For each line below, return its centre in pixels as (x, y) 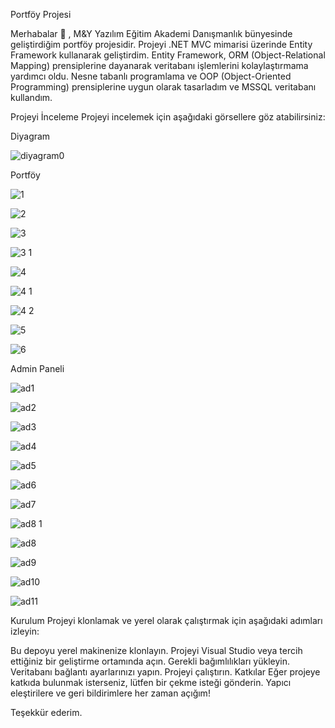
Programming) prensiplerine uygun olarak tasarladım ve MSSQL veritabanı (163, 87)
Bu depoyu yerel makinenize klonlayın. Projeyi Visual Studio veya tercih (156, 650)
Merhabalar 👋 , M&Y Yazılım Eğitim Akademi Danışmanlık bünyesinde (151, 33)
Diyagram (30, 136)
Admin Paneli (37, 368)
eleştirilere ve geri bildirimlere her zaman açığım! (110, 693)
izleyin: (25, 631)
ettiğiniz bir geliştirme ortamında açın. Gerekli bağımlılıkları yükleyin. (150, 661)
